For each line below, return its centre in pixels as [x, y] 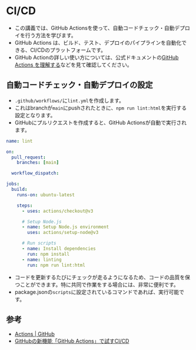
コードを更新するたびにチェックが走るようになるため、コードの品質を [100, 277]
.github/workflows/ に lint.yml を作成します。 [69, 100]
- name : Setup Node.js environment [65, 227]
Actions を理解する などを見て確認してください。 [73, 65]
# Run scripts [39, 243]
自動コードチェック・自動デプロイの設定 [79, 85]
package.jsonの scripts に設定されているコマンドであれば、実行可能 [97, 292]
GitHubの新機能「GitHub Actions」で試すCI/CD [72, 341]
